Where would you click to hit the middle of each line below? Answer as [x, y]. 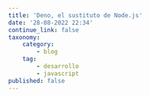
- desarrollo [58, 66]
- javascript [58, 74]
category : [39, 45]
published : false [37, 81]
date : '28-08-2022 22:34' [50, 23]
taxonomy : [24, 37]
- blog [47, 52]
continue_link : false [44, 30]
